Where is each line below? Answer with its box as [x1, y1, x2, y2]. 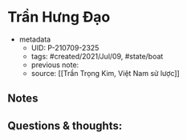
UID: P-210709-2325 [30, 42, 100, 52]
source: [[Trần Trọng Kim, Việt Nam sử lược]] [30, 68, 180, 78]
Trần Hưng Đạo [7, 8, 111, 26]
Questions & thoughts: [7, 118, 123, 132]
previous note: [30, 60, 79, 70]
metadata [18, 34, 51, 44]
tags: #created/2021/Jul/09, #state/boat [30, 51, 164, 61]
